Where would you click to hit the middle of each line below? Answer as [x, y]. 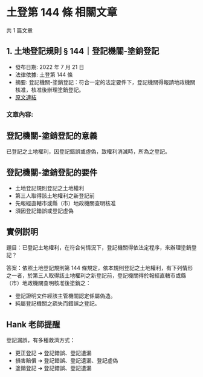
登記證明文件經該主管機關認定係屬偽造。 [65, 296]
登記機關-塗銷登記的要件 [52, 172]
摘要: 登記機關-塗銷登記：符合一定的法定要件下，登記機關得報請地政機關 [105, 82]
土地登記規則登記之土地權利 [50, 188]
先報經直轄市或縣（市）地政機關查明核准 [65, 203]
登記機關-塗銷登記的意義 [52, 136]
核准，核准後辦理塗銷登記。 [50, 90]
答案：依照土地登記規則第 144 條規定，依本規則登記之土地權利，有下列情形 [100, 268]
